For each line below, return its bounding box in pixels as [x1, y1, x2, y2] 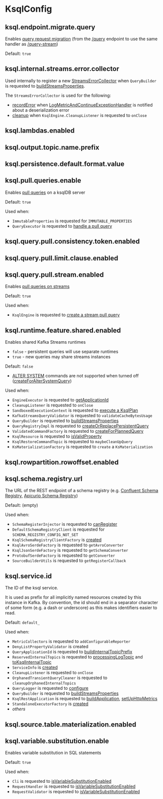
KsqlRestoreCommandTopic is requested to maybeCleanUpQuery [12, 439, 133, 445]
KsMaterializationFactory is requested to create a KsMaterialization [12, 444, 153, 450]
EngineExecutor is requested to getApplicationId [12, 397, 109, 403]
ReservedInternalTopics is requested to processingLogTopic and [12, 654, 143, 660]
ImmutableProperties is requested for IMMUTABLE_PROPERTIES [12, 218, 132, 224]
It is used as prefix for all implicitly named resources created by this [5, 594, 141, 600]
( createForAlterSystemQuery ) [12, 378, 72, 384]
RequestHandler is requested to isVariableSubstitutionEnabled [12, 783, 136, 789]
